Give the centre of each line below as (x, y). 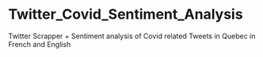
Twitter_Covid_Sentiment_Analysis (126, 14)
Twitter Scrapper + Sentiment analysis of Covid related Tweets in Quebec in (132, 36)
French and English (40, 44)
